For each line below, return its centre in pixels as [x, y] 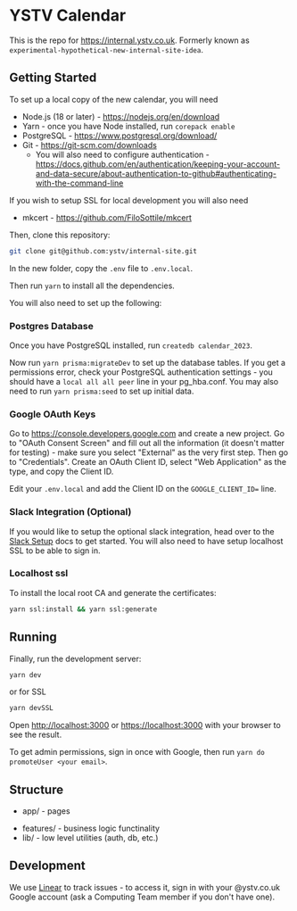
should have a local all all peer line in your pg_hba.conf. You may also [144, 381]
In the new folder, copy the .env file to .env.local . [101, 268]
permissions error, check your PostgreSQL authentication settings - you [141, 372]
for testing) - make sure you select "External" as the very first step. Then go [148, 452]
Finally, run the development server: [75, 658]
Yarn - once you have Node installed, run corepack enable [128, 126]
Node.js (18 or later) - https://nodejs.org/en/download [121, 116]
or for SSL [28, 692]
